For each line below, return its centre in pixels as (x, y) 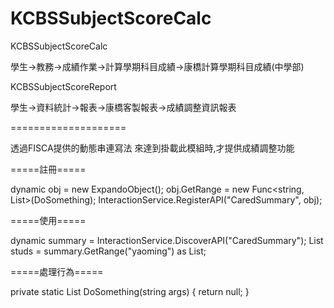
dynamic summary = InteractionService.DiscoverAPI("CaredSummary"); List (167, 240)
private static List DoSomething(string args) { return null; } (130, 291)
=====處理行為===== (57, 271)
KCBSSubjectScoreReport (63, 86)
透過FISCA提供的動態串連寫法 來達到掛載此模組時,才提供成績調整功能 (152, 148)
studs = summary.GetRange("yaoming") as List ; (108, 251)
